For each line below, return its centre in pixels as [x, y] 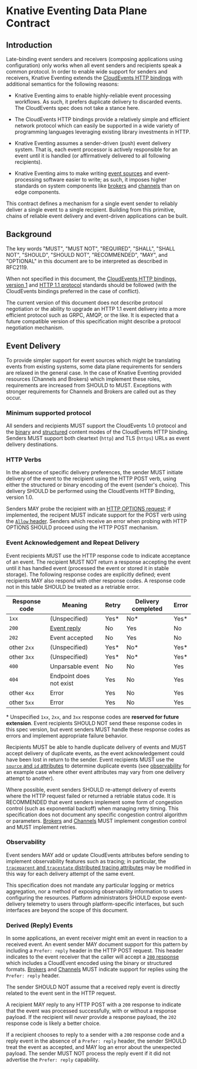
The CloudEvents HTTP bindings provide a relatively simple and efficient [102, 119]
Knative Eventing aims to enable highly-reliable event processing [93, 95]
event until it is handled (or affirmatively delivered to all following [93, 156]
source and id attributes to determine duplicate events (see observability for [98, 766]
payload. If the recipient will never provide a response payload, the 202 [91, 1017]
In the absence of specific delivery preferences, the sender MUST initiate [95, 472]
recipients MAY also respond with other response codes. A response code [96, 581]
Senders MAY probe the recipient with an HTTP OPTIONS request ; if [89, 509]
